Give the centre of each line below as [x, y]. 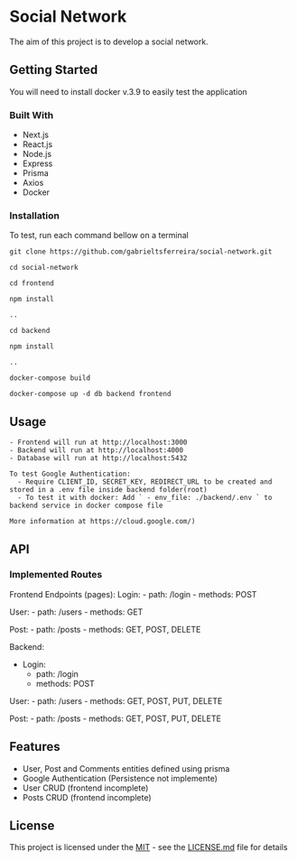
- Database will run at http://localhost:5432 [98, 458]
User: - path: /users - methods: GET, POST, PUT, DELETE [116, 700]
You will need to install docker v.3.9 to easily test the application [129, 91]
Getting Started [54, 70]
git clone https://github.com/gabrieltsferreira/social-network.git [141, 252]
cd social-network [44, 268]
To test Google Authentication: [70, 474]
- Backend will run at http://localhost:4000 [96, 450]
